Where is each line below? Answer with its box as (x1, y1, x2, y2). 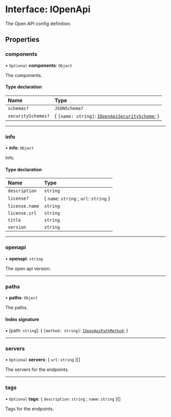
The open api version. (5, 265, 51, 271)
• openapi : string (5, 256, 43, 262)
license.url (8, 211, 37, 216)
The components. (5, 72, 42, 78)
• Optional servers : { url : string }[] (5, 357, 80, 363)
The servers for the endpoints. (5, 366, 69, 373)
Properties (5, 35, 40, 44)
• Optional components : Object (5, 62, 72, 68)
